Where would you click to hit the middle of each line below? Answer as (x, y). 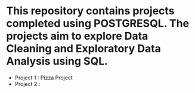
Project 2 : (27, 84)
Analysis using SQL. (57, 61)
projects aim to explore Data (77, 36)
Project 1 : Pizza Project (44, 78)
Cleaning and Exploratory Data (83, 49)
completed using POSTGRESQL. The (98, 23)
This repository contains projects (90, 11)
